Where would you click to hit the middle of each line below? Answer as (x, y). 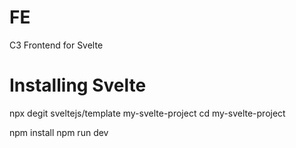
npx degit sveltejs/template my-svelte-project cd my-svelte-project (147, 113)
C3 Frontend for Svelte (56, 45)
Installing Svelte (78, 85)
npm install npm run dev (59, 132)
